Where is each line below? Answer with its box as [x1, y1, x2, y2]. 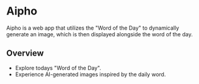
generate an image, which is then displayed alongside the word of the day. [6, 30, 193, 37]
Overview [6, 48, 44, 59]
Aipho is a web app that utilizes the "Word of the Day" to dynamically [6, 24, 180, 31]
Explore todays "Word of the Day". [15, 64, 102, 71]
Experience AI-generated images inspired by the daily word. [15, 71, 166, 78]
